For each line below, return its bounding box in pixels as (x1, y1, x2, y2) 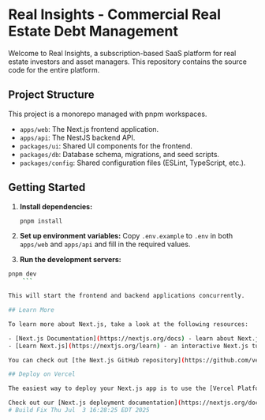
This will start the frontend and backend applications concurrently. (8, 292, 245, 300)
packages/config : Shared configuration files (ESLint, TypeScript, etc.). (19, 158, 246, 167)
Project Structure (8, 88, 95, 102)
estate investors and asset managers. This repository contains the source (8, 57, 247, 66)
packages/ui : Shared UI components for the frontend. (19, 141, 193, 151)
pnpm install (19, 217, 63, 225)
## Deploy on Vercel (8, 370, 77, 378)
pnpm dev (8, 270, 37, 278)
